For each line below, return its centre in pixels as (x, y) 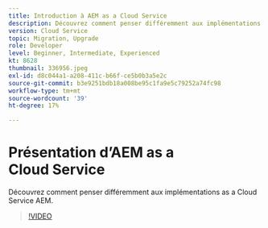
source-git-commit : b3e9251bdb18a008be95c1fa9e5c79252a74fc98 (115, 83)
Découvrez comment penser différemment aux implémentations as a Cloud (133, 192)
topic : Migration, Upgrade (54, 38)
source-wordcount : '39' (48, 98)
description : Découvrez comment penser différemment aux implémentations (135, 23)
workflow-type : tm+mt (45, 91)
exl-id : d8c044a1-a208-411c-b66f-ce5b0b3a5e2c (88, 76)
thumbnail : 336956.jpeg (48, 68)
